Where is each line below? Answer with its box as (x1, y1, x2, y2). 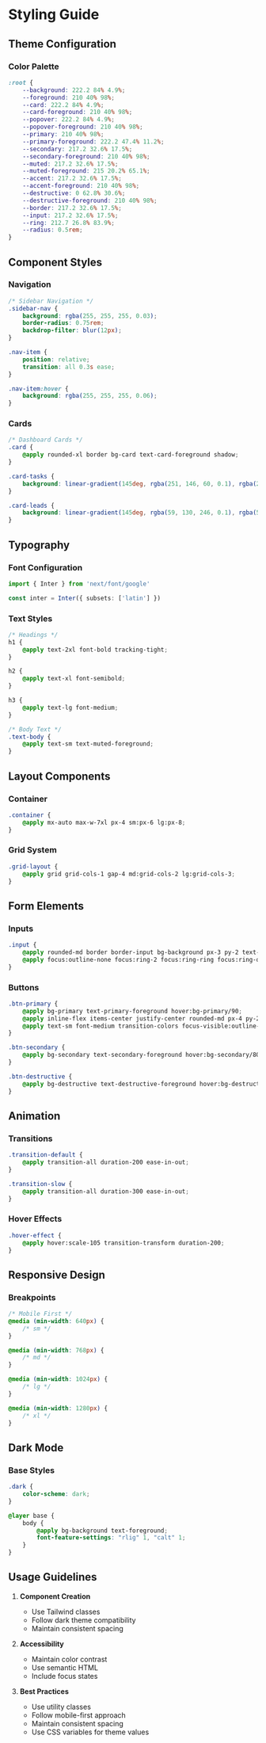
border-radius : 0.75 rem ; (22, 319, 104, 327)
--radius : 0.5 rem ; (22, 226, 83, 235)
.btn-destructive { (8, 1072, 73, 1081)
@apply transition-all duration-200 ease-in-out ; (22, 1158, 190, 1166)
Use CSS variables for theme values (31, 1727, 150, 1737)
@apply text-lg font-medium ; (22, 704, 119, 711)
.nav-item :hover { (8, 384, 69, 393)
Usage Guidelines (8, 1570, 97, 1584)
